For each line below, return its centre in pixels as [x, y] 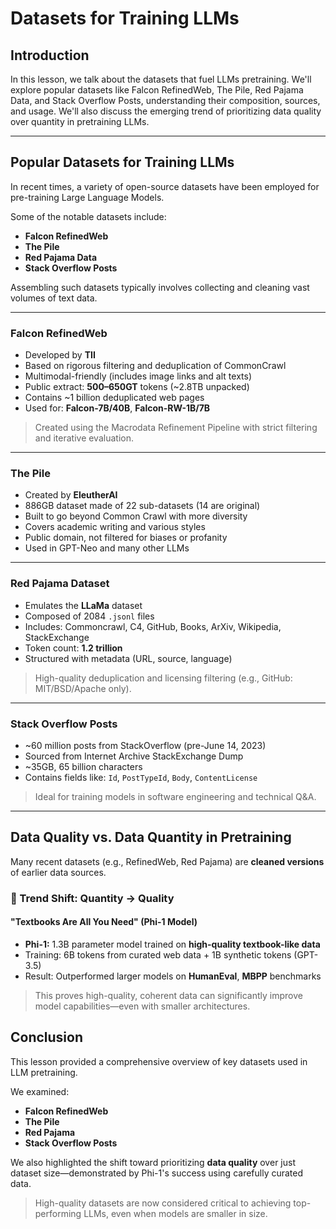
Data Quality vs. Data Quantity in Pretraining [151, 837]
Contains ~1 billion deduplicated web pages [114, 398]
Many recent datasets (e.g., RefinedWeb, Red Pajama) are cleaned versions [167, 861]
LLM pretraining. [44, 1072]
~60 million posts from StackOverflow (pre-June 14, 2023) [145, 745]
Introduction [50, 55]
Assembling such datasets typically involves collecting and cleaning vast [160, 287]
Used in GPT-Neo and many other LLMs [107, 548]
